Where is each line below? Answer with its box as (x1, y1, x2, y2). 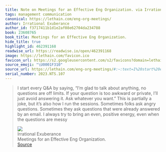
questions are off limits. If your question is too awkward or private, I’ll (17, 90, 158, 96)
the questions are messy (17, 116, 68, 122)
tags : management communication (5, 12, 72, 17)
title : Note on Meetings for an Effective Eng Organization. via (5, 7, 142, 12)
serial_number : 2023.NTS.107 (5, 72, 65, 76)
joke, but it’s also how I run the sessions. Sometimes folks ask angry (17, 101, 156, 107)
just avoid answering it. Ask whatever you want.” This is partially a (17, 95, 152, 101)
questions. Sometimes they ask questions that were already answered (17, 106, 160, 112)
